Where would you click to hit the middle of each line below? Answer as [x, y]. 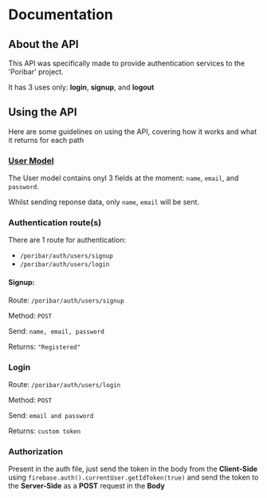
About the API [44, 44]
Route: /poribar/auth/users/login [65, 384]
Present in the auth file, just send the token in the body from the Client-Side [133, 469]
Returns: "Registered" [45, 346]
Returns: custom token [45, 431]
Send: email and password [51, 415]
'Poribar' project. [36, 72]
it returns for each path [46, 140]
